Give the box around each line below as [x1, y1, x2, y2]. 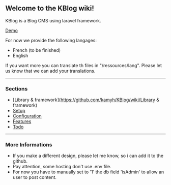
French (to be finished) [12, 47, 61, 53]
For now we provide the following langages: [5, 37, 97, 43]
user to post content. [12, 174, 57, 180]
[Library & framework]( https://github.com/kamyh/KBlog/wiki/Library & [12, 97, 159, 103]
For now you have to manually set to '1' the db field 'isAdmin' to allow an [12, 169, 164, 175]
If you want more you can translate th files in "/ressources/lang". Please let [5, 62, 162, 68]
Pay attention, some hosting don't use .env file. [12, 164, 112, 170]
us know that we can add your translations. [5, 68, 96, 74]
